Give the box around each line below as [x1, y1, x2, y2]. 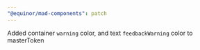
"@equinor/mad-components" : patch [7, 10, 108, 17]
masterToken [7, 36, 44, 45]
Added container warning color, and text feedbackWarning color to [7, 29, 193, 37]
